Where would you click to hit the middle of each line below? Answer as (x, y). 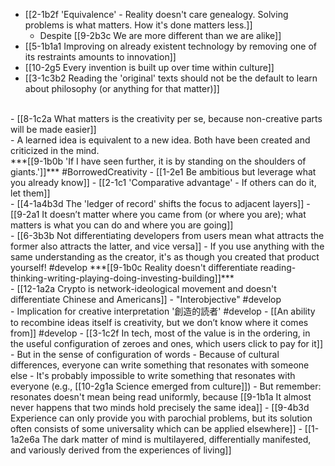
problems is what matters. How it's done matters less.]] (138, 25)
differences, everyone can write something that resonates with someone (160, 365)
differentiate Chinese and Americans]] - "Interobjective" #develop (146, 299)
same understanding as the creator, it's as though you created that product (165, 257)
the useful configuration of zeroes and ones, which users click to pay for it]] (167, 343)
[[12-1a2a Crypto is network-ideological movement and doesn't (146, 288)
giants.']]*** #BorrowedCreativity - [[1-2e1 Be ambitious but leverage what (163, 172)
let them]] (30, 193)
